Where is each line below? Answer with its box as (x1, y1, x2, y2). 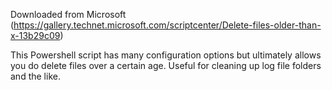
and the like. (10, 70, 61, 82)
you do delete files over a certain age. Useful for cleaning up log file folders (10, 60, 322, 71)
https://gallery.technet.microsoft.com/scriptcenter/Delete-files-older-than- (13, 19, 322, 31)
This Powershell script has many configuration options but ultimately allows (10, 49, 322, 61)
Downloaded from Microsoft (10, 9, 127, 20)
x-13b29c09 (10, 30, 61, 41)
